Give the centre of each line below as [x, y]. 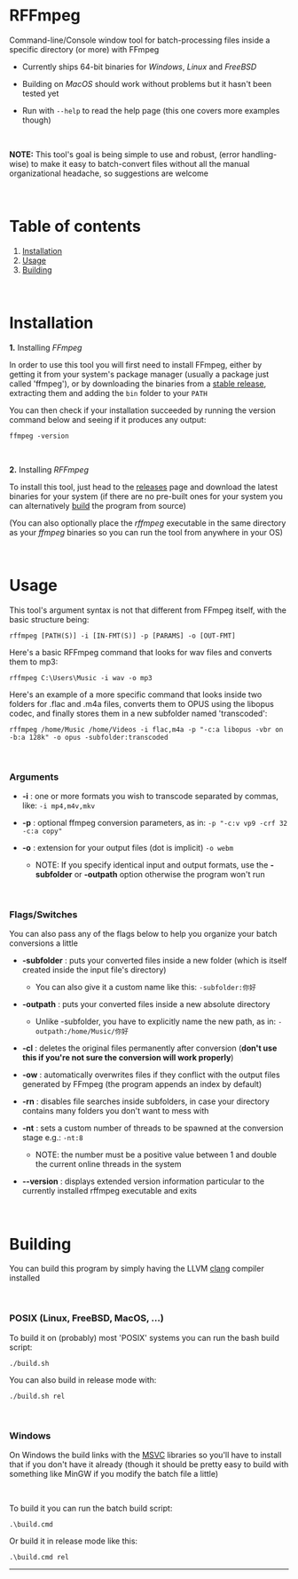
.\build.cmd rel [39, 1557]
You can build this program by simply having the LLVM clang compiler [137, 1269]
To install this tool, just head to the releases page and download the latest [144, 487]
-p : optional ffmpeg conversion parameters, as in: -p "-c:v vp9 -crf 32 [155, 823]
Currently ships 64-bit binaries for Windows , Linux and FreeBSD [139, 67]
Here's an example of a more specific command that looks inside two [136, 694]
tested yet [40, 93]
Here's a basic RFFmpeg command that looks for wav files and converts [141, 652]
